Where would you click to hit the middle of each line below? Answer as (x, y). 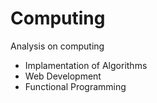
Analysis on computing (57, 46)
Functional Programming (75, 86)
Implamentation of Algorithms (86, 65)
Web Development (63, 76)
